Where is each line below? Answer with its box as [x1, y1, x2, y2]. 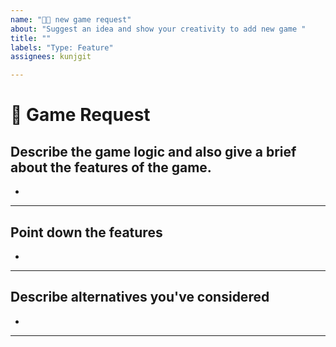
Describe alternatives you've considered [10, 289, 270, 306]
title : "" [10, 33, 52, 43]
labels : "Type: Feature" [10, 42, 114, 53]
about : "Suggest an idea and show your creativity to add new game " [10, 24, 307, 34]
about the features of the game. [10, 159, 212, 176]
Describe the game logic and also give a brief [10, 143, 297, 160]
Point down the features [10, 224, 163, 241]
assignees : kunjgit [10, 52, 92, 62]
